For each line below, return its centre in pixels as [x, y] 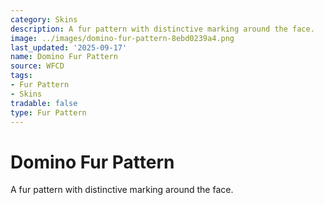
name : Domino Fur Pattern [64, 57]
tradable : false [44, 103]
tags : [21, 76]
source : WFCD [37, 66]
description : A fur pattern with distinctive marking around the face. [162, 29]
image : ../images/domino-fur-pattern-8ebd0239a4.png [122, 38]
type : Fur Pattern [48, 112]
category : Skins [44, 19]
